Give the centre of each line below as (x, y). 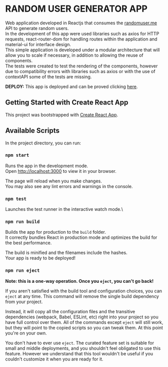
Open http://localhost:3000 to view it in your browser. (61, 171)
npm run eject (22, 271)
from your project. (24, 302)
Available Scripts (32, 131)
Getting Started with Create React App (67, 103)
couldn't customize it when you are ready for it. (54, 359)
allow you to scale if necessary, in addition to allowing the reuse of (74, 55)
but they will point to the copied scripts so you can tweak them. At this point (84, 327)
